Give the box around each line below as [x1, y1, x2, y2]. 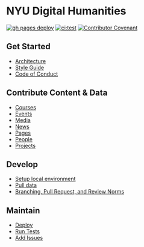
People [14, 135, 33, 142]
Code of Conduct [14, 70, 58, 78]
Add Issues [14, 234, 43, 242]
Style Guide [14, 64, 44, 71]
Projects [14, 142, 36, 149]
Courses [14, 103, 36, 111]
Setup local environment [14, 175, 76, 183]
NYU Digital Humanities [6, 4, 127, 18]
